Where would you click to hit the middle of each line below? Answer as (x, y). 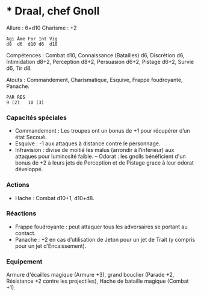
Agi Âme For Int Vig (32, 39)
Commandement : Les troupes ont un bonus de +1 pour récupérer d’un (103, 131)
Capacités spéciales (37, 118)
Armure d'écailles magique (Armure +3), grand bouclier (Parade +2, (90, 275)
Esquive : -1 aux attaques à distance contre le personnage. (88, 143)
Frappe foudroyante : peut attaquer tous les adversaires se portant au (101, 227)
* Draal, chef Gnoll (53, 11)
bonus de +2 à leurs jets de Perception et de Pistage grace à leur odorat (104, 163)
